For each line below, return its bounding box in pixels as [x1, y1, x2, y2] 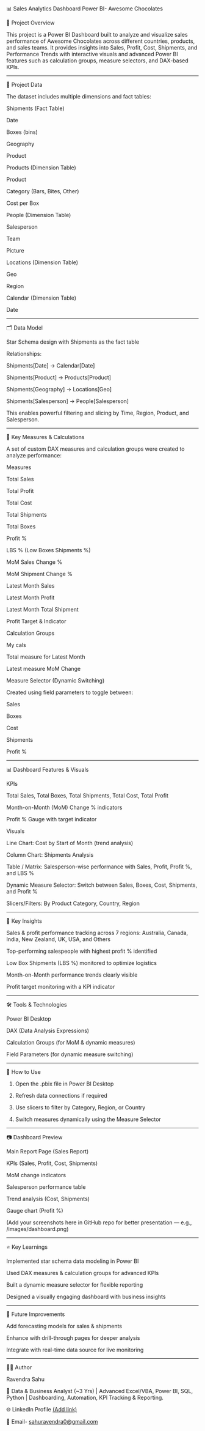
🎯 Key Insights [6, 917, 43, 925]
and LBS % [6, 870, 35, 876]
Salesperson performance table [6, 1183, 86, 1191]
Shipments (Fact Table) [6, 105, 65, 112]
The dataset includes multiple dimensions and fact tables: [6, 93, 151, 100]
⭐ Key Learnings [6, 1243, 48, 1251]
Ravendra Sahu [6, 1375, 45, 1383]
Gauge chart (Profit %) [6, 1207, 63, 1214]
